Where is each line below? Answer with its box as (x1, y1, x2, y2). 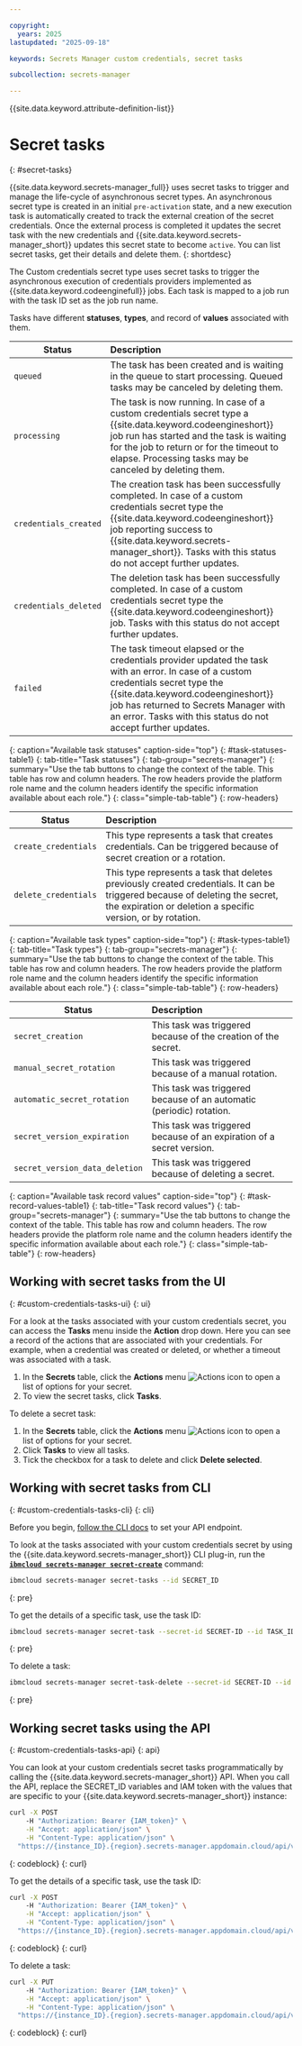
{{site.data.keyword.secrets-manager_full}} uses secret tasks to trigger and (9, 182, 289, 193)
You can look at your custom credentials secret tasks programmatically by (9, 1762, 284, 1773)
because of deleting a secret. (151, 1168, 275, 1181)
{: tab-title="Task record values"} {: (91, 1201, 223, 1211)
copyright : (9, 21, 50, 30)
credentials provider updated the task (110, 654, 269, 667)
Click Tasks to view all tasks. (22, 1444, 130, 1456)
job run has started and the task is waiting (110, 430, 287, 443)
